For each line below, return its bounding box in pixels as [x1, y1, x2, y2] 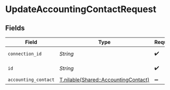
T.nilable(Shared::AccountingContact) [59, 76, 150, 83]
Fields [5, 24, 25, 32]
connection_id [8, 51, 42, 57]
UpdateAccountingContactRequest [5, 4, 157, 15]
